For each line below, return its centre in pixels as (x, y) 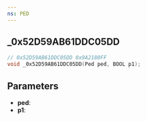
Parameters (33, 86)
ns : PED (18, 14)
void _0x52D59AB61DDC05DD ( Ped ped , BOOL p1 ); (74, 64)
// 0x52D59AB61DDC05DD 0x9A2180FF (57, 58)
